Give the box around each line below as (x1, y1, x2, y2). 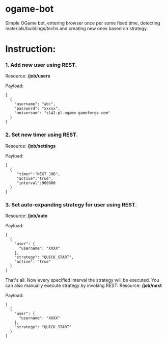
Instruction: (5, 43, 56, 55)
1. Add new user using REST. (5, 62, 77, 69)
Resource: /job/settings (5, 143, 56, 149)
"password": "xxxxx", (14, 106, 60, 111)
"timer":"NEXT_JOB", (16, 171, 60, 176)
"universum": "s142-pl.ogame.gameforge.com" (14, 111, 110, 116)
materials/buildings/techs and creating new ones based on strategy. (5, 25, 148, 31)
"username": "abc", (14, 101, 56, 107)
